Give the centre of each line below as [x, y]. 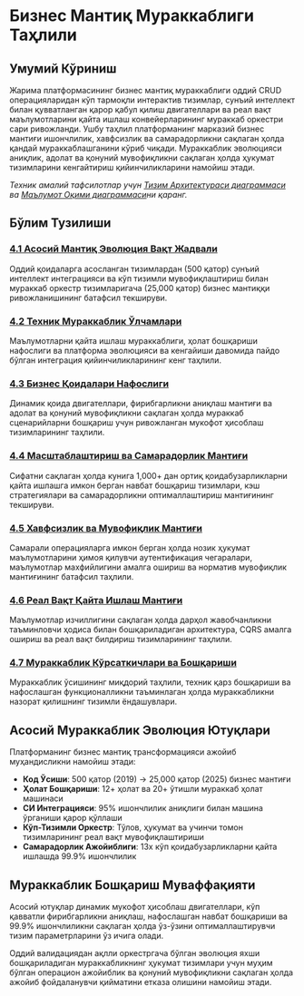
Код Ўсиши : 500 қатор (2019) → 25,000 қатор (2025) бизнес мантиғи [157, 779]
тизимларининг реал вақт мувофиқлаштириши [113, 837]
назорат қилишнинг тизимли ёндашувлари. [93, 702]
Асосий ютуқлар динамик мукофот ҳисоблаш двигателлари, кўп [135, 907]
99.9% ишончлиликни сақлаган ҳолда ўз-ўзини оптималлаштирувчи [142, 926]
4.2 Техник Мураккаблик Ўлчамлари [96, 321]
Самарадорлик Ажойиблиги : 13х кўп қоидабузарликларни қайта [150, 847]
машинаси [43, 798]
